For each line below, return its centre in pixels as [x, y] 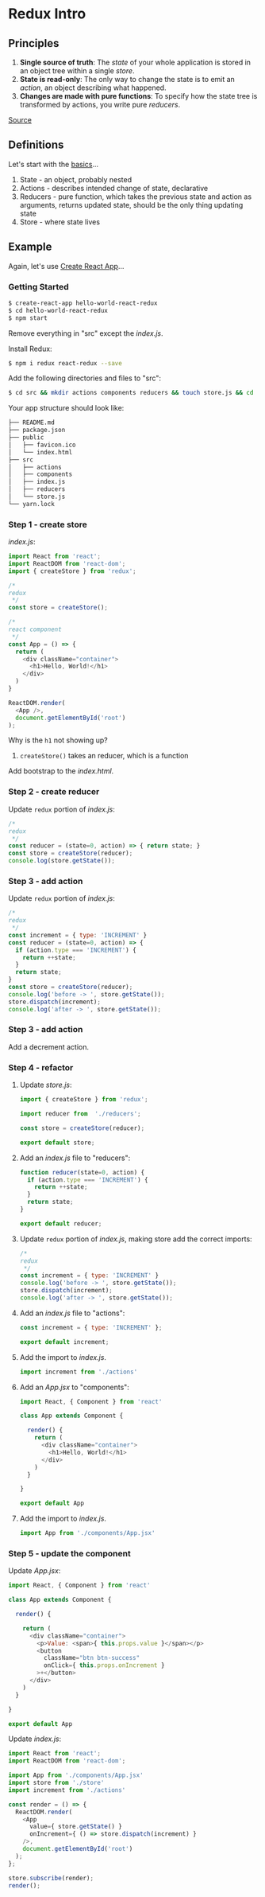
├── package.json [37, 430]
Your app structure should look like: [66, 408]
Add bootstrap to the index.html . [61, 771]
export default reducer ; [61, 1223]
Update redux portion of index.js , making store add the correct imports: [136, 1239]
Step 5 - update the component [69, 1553]
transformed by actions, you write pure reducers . [100, 105]
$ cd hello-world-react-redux [58, 310]
